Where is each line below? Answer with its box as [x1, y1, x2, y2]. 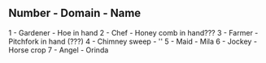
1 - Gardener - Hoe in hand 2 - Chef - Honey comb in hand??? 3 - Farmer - [8, 27, 259, 37]
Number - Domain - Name [8, 6, 142, 20]
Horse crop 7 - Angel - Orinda [8, 44, 109, 55]
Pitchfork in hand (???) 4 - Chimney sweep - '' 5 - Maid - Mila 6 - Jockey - [8, 36, 258, 46]
